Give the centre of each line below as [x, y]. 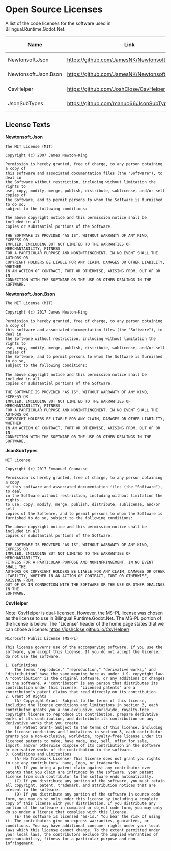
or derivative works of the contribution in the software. [69, 750]
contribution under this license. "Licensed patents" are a [70, 687]
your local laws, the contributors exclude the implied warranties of [82, 834]
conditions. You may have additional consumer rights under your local [83, 826]
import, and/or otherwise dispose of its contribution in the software [83, 745]
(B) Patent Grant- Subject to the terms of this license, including [89, 727]
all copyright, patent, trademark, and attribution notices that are [81, 785]
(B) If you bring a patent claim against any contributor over [83, 768]
